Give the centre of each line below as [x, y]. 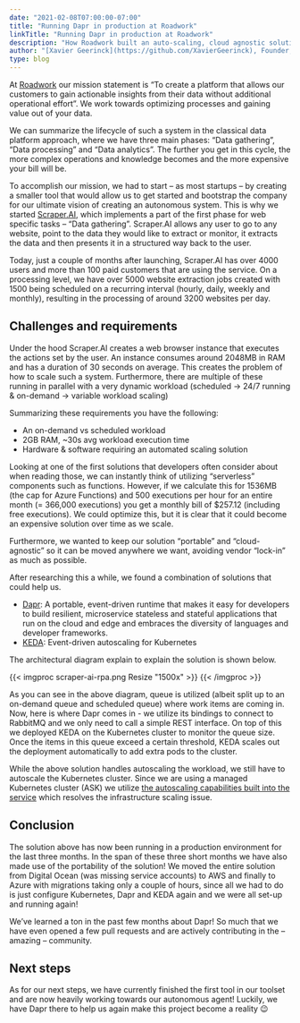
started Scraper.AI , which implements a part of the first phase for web [137, 214]
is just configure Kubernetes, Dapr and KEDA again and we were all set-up [146, 894]
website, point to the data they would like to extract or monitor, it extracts [144, 233]
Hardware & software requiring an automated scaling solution [135, 449]
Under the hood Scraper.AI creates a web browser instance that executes [144, 348]
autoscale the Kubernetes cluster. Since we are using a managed [129, 778]
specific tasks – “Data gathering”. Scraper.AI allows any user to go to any [143, 224]
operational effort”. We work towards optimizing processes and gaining [140, 103]
